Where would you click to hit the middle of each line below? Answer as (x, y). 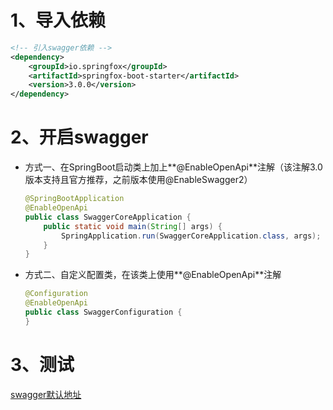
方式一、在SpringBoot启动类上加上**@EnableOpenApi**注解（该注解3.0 (173, 167)
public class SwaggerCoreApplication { (108, 217)
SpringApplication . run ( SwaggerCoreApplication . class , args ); (191, 236)
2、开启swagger (79, 137)
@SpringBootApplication (74, 199)
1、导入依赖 (58, 20)
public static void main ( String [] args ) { (133, 226)
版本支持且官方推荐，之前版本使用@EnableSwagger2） (138, 180)
